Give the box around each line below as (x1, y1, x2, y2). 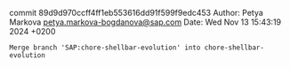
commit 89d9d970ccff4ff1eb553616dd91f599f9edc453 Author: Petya (9, 8, 264, 18)
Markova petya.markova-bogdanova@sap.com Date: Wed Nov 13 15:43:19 (9, 17, 282, 27)
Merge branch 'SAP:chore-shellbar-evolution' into (9, 43, 201, 52)
